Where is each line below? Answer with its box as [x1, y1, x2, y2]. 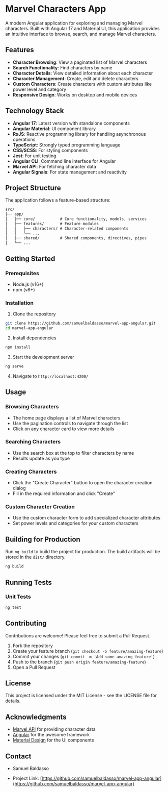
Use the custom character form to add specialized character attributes [12, 515, 161, 521]
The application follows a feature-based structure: [5, 197, 111, 203]
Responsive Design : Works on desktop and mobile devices [12, 91, 137, 97]
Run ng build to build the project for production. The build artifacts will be [5, 549, 160, 555]
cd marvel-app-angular [5, 326, 53, 331]
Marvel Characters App [5, 3, 106, 15]
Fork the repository [12, 642, 53, 649]
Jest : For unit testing [12, 153, 57, 159]
